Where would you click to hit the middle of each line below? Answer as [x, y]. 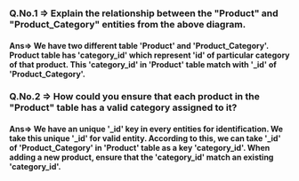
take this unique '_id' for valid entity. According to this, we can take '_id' [145, 138]
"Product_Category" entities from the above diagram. [128, 24]
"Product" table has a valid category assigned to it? [123, 107]
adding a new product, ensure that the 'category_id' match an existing [141, 157]
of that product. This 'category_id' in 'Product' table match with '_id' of [143, 64]
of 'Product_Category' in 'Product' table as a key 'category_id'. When [140, 148]
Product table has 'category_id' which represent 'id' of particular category [149, 55]
